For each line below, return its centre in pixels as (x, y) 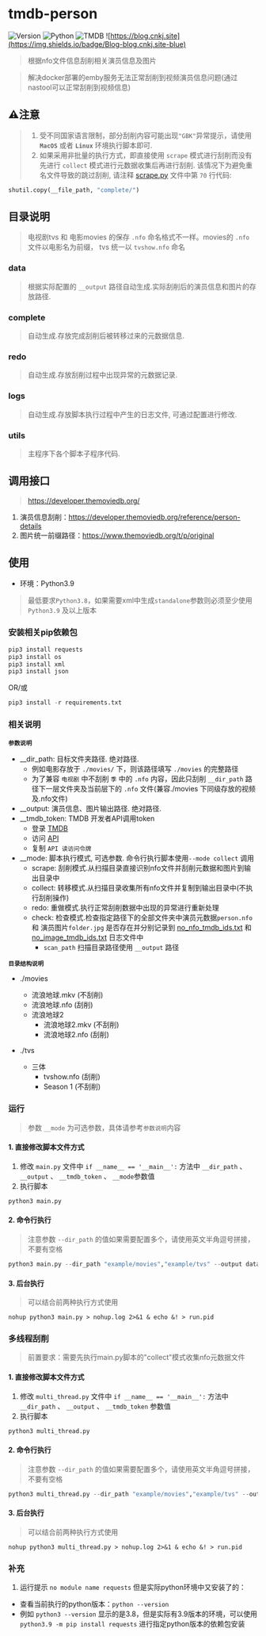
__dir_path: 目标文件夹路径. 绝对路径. (80, 759)
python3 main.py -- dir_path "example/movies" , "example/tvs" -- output (125, 1264)
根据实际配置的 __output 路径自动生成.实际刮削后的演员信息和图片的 (138, 286)
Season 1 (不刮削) (72, 1086)
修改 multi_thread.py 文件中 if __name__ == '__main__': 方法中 (124, 1396)
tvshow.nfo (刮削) (72, 1076)
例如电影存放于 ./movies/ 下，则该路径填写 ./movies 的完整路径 (135, 768)
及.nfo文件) (50, 799)
